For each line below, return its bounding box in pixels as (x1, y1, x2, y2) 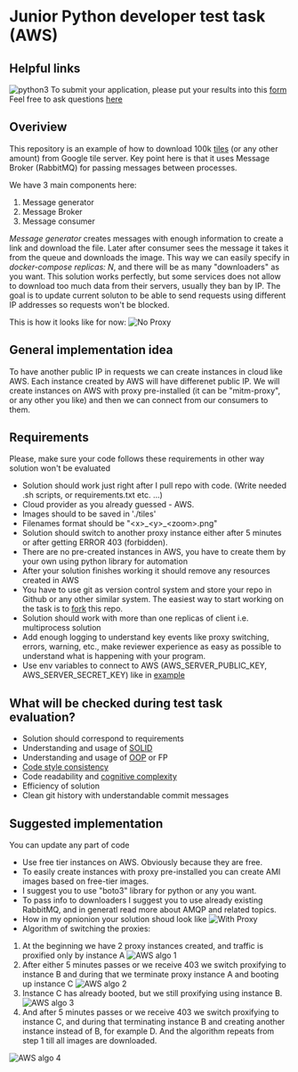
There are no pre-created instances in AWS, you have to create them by (21, 547, 286, 557)
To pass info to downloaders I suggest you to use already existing (21, 895, 263, 906)
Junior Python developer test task (9, 6, 266, 27)
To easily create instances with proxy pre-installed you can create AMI (21, 867, 281, 878)
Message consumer (21, 216, 95, 227)
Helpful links (9, 61, 81, 76)
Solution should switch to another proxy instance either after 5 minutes (21, 528, 282, 539)
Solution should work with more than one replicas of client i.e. (21, 613, 249, 623)
